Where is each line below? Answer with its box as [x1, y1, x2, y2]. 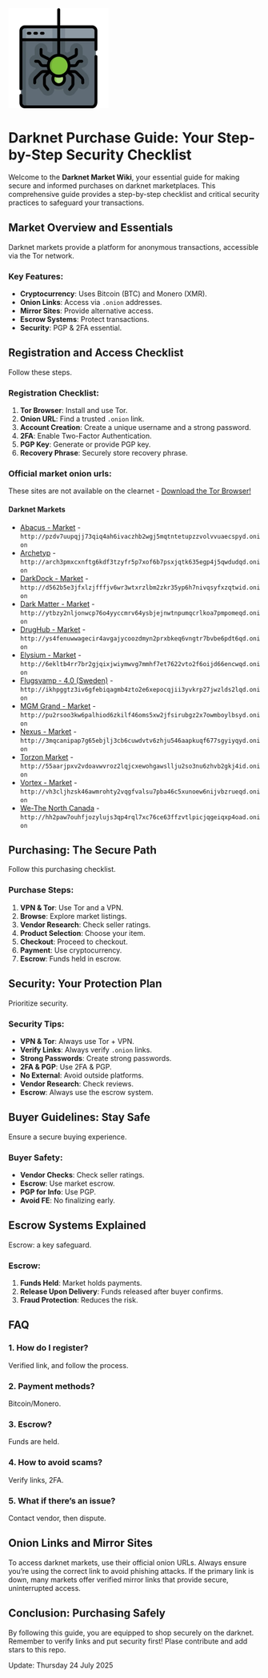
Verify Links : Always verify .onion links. [19, 1045, 152, 1054]
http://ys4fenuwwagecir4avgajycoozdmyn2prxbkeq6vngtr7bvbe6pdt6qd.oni [19, 634, 261, 643]
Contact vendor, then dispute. [8, 1513, 106, 1523]
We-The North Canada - [19, 803, 100, 813]
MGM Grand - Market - [19, 701, 96, 711]
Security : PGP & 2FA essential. [19, 323, 122, 333]
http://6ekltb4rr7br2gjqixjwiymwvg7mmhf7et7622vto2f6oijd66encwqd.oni [19, 660, 261, 668]
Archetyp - [19, 548, 56, 557]
